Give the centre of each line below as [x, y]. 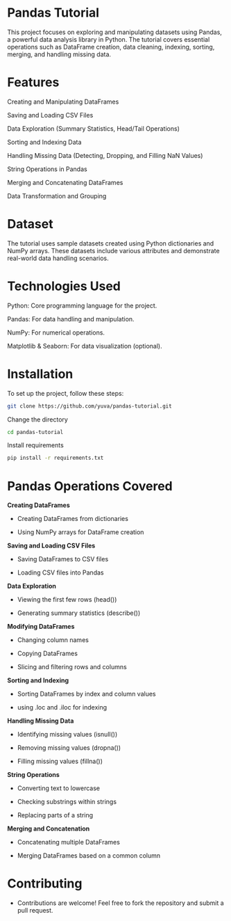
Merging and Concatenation [49, 828]
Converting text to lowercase [59, 788]
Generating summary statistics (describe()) [79, 613]
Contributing [45, 884]
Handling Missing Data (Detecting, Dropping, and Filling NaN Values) [105, 155]
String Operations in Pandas [48, 169]
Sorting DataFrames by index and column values [86, 694]
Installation [40, 374]
